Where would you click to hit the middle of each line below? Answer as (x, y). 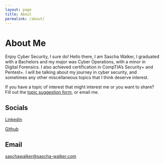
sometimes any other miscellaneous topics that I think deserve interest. (77, 78)
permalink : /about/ (25, 19)
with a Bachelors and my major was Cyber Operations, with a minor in (75, 62)
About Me (25, 43)
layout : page (18, 10)
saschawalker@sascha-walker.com (41, 156)
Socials (17, 108)
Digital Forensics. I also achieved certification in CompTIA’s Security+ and (79, 67)
